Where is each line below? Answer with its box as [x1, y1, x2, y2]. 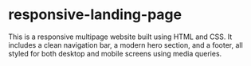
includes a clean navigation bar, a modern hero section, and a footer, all [8, 40, 243, 49]
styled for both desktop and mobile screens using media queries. [8, 49, 222, 58]
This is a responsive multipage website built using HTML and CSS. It [8, 32, 233, 41]
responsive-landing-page [8, 6, 182, 24]
